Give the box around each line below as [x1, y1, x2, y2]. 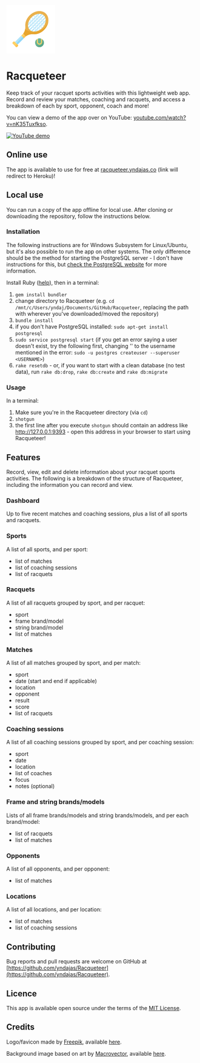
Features [6, 452, 41, 463]
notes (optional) [15, 783, 55, 790]
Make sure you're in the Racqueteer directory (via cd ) [15, 409, 148, 416]
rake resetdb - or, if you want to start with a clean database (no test [15, 361, 185, 368]
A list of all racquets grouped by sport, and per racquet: [6, 599, 145, 606]
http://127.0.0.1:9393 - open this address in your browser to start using [15, 428, 191, 435]
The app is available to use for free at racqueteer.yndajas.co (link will [6, 166, 179, 173]
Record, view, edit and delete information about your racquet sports [6, 468, 176, 475]
